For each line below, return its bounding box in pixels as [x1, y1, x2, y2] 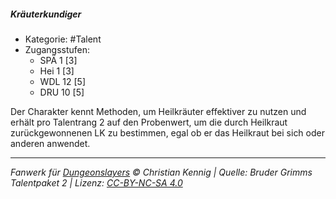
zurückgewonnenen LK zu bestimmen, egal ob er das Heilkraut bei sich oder [10, 126, 325, 139]
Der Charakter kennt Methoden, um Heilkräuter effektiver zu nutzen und [10, 105, 307, 117]
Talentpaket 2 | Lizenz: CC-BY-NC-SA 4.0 [10, 176, 183, 189]
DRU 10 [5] [39, 86, 85, 98]
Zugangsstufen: [24, 43, 91, 55]
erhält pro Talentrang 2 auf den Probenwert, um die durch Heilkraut [10, 116, 288, 128]
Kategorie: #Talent [24, 33, 102, 45]
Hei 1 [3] [39, 65, 75, 77]
